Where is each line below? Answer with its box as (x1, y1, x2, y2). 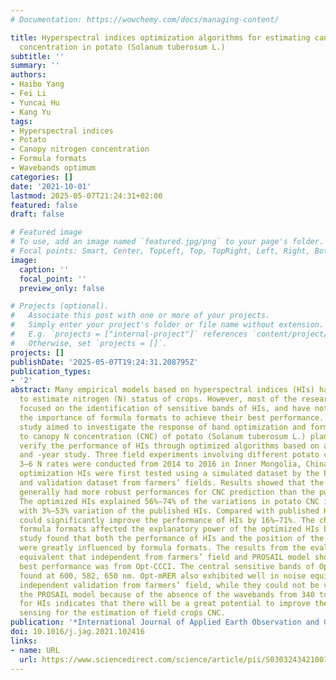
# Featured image (10, 227, 83, 238)
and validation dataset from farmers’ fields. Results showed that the (19, 478, 325, 488)
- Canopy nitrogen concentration (10, 144, 150, 155)
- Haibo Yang (10, 79, 65, 90)
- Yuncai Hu (10, 97, 60, 108)
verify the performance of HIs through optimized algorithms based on (19, 441, 320, 451)
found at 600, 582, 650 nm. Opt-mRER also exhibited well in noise (19, 571, 307, 581)
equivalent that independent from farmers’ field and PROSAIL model (19, 552, 311, 562)
